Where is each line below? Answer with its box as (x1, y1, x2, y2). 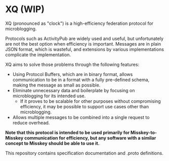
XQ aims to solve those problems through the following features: (5, 61, 140, 67)
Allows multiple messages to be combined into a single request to (12, 114, 150, 120)
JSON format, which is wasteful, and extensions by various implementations (5, 46, 164, 52)
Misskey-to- (131, 129, 157, 135)
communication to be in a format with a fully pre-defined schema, (12, 76, 150, 83)
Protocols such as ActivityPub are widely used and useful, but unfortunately (5, 35, 163, 42)
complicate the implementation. (5, 52, 71, 58)
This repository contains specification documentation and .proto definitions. (5, 150, 163, 156)
